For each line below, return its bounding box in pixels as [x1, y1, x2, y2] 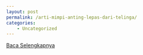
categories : [6, 20, 36, 26]
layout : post [6, 8, 39, 15]
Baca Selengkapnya [6, 42, 55, 49]
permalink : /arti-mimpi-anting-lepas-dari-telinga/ [6, 14, 137, 20]
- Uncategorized [17, 25, 58, 32]
